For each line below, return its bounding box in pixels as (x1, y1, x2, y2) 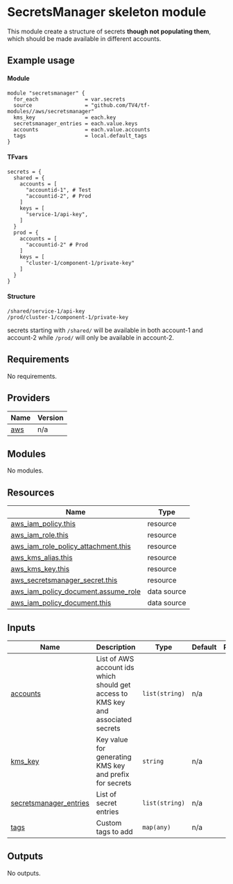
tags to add (96, 827, 133, 836)
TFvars (7, 153, 28, 161)
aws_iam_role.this (10, 530, 69, 540)
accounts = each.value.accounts (13, 126, 150, 133)
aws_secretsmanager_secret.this (10, 575, 118, 585)
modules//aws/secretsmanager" (7, 108, 95, 115)
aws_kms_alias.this (10, 553, 73, 563)
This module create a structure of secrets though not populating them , (7, 27, 212, 35)
